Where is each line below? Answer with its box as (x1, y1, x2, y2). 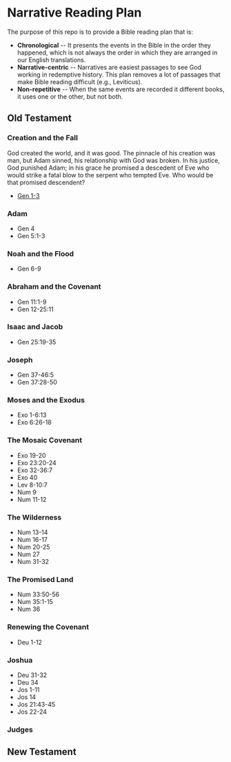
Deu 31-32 (17, 671, 48, 679)
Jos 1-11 (17, 685, 40, 694)
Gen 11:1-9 (17, 297, 47, 306)
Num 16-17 (17, 536, 48, 543)
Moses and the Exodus (7, 395, 85, 405)
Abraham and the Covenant (7, 282, 101, 291)
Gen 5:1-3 (17, 231, 46, 240)
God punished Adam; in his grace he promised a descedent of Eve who (7, 164, 210, 172)
